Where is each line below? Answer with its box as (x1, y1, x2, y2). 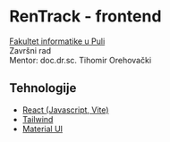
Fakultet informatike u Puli (9, 36, 106, 46)
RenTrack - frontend (9, 6, 162, 27)
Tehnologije (9, 80, 77, 96)
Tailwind (21, 113, 54, 124)
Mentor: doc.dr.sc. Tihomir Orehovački (9, 54, 152, 65)
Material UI (21, 123, 64, 134)
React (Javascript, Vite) (21, 104, 109, 115)
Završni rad (9, 45, 52, 55)
